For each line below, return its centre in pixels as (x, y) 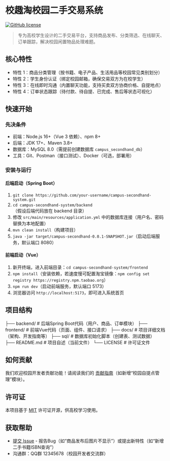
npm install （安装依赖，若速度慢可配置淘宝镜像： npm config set (81, 273)
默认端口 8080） (39, 242)
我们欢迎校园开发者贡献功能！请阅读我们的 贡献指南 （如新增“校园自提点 (80, 373)
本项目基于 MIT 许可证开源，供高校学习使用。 (53, 410)
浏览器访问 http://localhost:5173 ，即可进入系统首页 (68, 292)
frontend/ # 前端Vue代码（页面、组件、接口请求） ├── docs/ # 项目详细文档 (85, 330)
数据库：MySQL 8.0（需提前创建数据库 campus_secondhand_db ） (79, 149)
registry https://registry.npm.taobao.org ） (60, 280)
